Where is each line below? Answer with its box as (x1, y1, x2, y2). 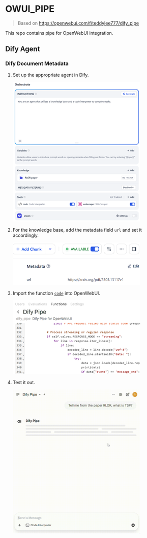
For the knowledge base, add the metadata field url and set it (12, 227, 142, 233)
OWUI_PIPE (5, 3, 55, 15)
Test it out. (12, 379, 36, 386)
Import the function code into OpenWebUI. (12, 290, 101, 296)
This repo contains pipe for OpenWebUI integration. (5, 30, 113, 36)
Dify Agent (5, 44, 40, 54)
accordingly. (12, 232, 39, 238)
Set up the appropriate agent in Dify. (12, 72, 89, 78)
